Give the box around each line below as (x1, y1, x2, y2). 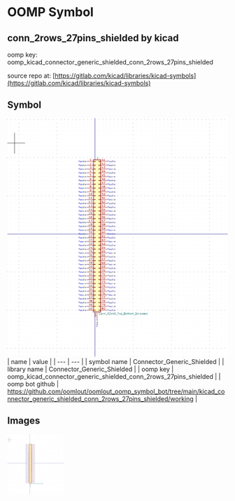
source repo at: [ (7, 71, 55, 80)
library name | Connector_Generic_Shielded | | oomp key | (7, 365, 174, 373)
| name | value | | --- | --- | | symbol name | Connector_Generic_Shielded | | (7, 357, 225, 365)
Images (7, 415, 41, 427)
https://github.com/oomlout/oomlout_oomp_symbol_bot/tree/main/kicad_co (7, 387, 225, 395)
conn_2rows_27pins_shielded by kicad (7, 32, 180, 44)
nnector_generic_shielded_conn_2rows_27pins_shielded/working (7, 394, 194, 402)
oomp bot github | (7, 379, 59, 388)
